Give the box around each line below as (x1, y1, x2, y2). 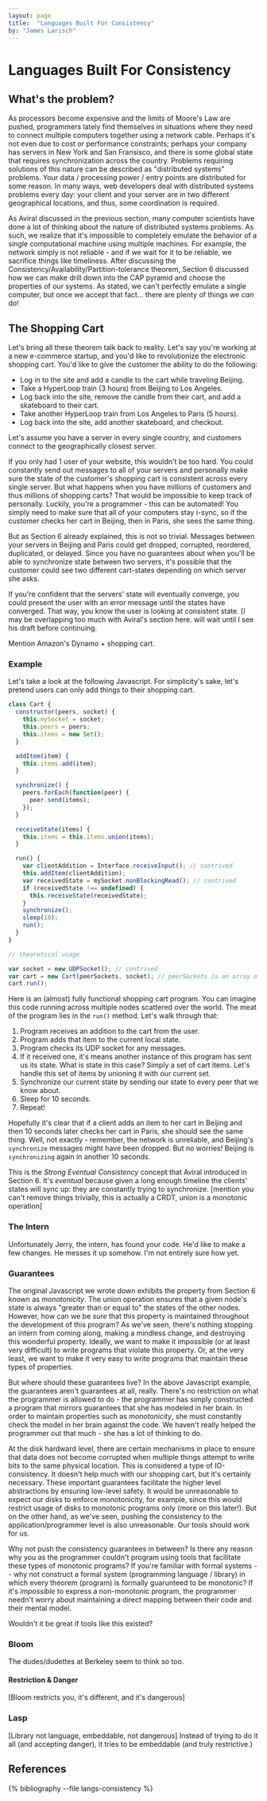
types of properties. (8, 1362, 74, 1371)
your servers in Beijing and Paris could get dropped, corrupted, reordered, (8, 540, 252, 550)
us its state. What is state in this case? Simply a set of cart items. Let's (19, 1060, 250, 1070)
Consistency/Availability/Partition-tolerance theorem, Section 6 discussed (8, 265, 249, 274)
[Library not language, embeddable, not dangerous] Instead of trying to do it (8, 1731, 258, 1740)
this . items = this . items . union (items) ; (22, 832, 155, 841)
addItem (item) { (15, 752, 69, 760)
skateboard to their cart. (19, 400, 99, 411)
